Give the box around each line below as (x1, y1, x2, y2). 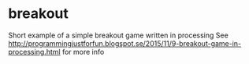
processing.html (8, 47, 61, 56)
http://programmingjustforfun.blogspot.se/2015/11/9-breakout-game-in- (8, 38, 242, 48)
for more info (61, 47, 105, 56)
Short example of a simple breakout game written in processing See (8, 30, 229, 40)
